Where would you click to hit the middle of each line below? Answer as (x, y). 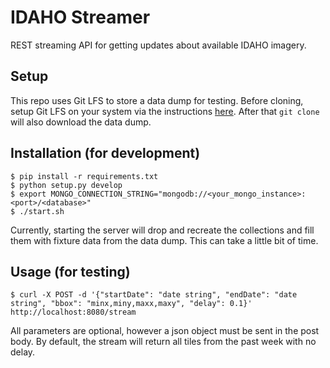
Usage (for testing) (70, 271)
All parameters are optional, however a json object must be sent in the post (165, 331)
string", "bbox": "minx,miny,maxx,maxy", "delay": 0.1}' (131, 304)
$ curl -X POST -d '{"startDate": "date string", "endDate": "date (154, 295)
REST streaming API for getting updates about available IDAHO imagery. (158, 45)
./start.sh (42, 211)
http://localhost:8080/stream (73, 312)
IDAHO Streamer (80, 17)
